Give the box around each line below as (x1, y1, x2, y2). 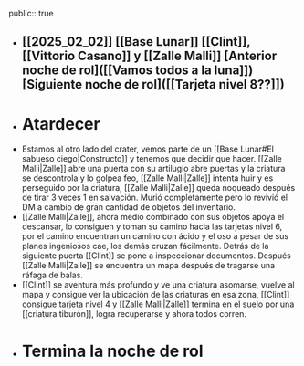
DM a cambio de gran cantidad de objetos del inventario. (21, 202, 236, 213)
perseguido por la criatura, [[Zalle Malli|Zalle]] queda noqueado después (21, 183, 296, 193)
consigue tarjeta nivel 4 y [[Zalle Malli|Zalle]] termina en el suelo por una (21, 298, 295, 309)
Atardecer (21, 113, 101, 134)
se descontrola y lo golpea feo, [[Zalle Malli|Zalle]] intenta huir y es (21, 173, 274, 183)
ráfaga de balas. (21, 269, 84, 281)
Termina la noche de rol (21, 340, 204, 361)
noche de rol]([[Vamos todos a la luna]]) (21, 63, 254, 78)
